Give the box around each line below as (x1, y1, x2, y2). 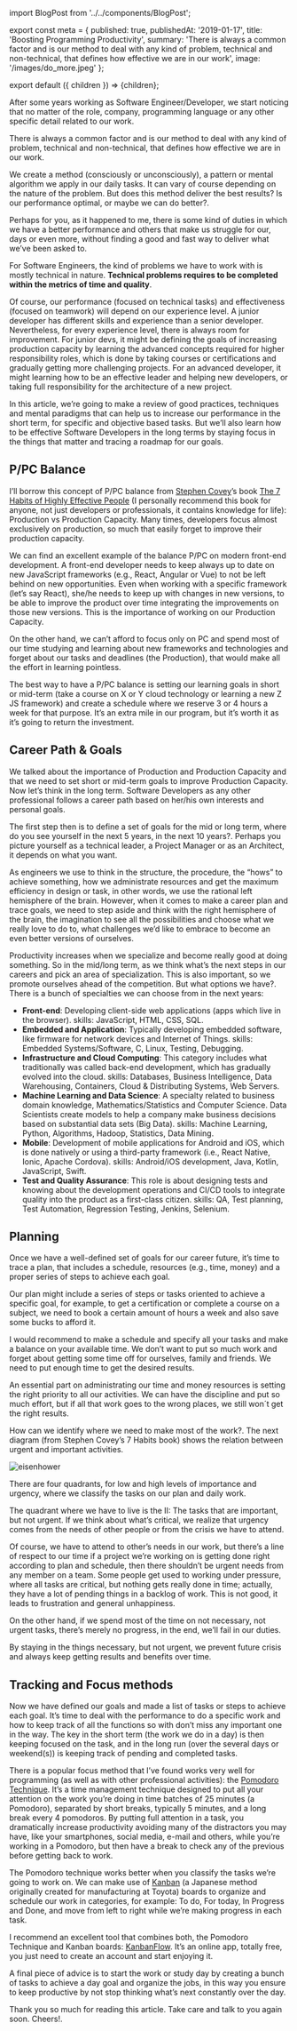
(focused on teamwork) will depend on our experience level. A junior (9, 306, 260, 316)
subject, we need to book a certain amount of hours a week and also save (9, 1307, 279, 1318)
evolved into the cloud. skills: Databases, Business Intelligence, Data (21, 1071, 272, 1082)
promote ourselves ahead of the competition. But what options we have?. (9, 978, 277, 989)
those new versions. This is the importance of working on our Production (9, 606, 276, 617)
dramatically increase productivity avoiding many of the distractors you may (9, 1822, 287, 1833)
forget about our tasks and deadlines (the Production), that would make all (9, 652, 281, 663)
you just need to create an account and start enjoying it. (9, 1951, 214, 1962)
